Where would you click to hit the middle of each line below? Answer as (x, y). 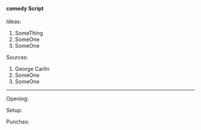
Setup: (14, 110)
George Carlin (32, 69)
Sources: (17, 57)
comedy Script (25, 8)
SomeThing (29, 33)
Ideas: (14, 21)
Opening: (17, 99)
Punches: (18, 122)
